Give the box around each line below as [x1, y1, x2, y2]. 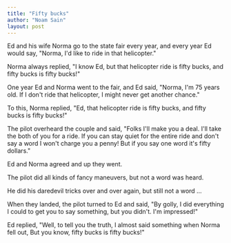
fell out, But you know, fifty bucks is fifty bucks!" [7, 229, 145, 237]
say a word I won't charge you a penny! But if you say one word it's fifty [7, 139, 211, 148]
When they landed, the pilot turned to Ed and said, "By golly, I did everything [7, 200, 224, 208]
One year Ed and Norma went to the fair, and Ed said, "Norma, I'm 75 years [7, 84, 220, 92]
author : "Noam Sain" [7, 17, 67, 23]
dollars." [7, 146, 31, 155]
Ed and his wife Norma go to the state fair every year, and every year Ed [7, 42, 212, 50]
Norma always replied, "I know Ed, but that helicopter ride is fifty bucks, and [7, 63, 224, 71]
